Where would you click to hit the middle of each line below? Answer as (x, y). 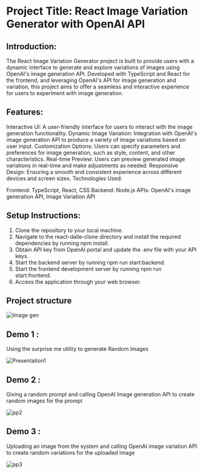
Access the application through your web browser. (78, 282)
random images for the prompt (45, 401)
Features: (25, 112)
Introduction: (32, 46)
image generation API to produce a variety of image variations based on (96, 139)
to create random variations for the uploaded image (71, 452)
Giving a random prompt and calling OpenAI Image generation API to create (101, 395)
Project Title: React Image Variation (97, 11)
